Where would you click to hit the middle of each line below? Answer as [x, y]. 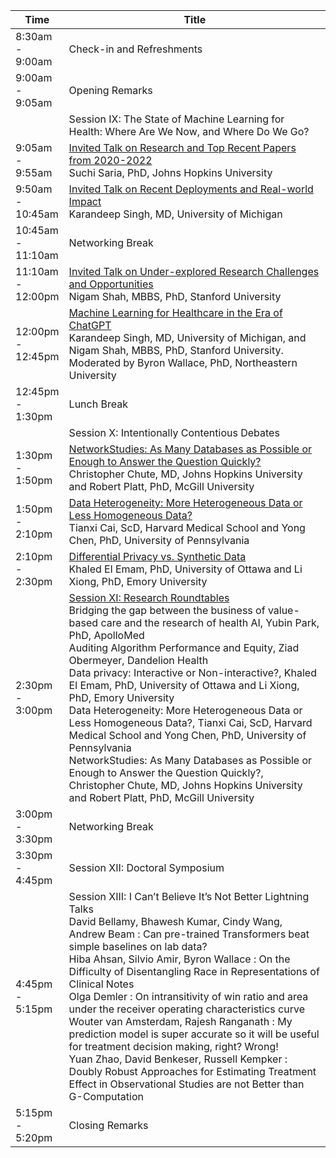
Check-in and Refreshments [135, 49]
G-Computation [106, 1096]
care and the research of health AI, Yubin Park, [210, 622]
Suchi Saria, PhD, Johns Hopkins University [170, 172]
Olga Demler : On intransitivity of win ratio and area [188, 996]
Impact [85, 201]
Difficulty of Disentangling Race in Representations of [194, 971]
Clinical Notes [101, 984]
